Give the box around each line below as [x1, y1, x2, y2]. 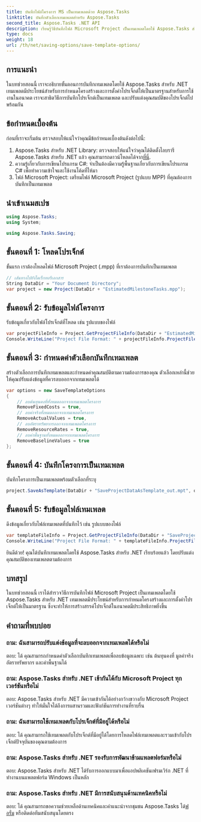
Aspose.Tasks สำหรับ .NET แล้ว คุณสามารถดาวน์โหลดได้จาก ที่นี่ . [14, 153, 151, 160]
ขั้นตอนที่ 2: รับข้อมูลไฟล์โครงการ [6, 303, 105, 313]
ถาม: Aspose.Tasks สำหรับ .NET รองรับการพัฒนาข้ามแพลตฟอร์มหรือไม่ [6, 753, 182, 761]
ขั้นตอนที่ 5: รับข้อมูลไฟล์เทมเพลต [6, 504, 106, 515]
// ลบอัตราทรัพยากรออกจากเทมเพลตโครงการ [17, 421, 96, 427]
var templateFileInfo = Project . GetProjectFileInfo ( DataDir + [6, 532, 165, 538]
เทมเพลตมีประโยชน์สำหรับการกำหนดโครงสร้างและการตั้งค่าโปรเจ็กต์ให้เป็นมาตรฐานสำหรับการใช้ [6, 87, 194, 94]
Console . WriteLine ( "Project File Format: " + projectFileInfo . [6, 336, 167, 342]
